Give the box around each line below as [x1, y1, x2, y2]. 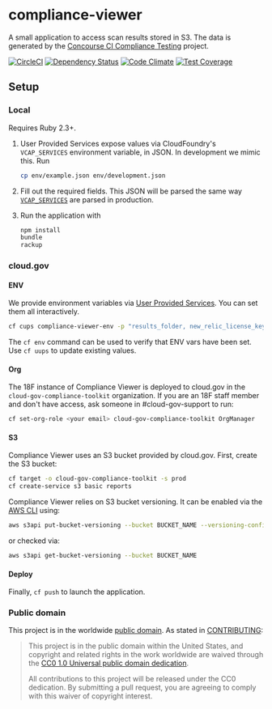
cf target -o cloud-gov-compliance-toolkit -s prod [8, 475, 186, 483]
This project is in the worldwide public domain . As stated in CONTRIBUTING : [8, 626, 264, 635]
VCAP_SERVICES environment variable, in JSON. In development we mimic [19, 147, 261, 157]
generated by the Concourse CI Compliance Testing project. [8, 40, 209, 50]
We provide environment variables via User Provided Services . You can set [8, 298, 258, 308]
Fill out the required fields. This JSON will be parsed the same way [19, 186, 243, 196]
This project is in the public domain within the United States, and [28, 641, 244, 651]
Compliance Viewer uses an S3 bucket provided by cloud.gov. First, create [8, 451, 257, 461]
